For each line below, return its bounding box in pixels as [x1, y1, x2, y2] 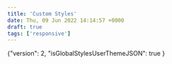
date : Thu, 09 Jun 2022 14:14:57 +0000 [7, 17, 125, 24]
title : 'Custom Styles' [7, 10, 78, 18]
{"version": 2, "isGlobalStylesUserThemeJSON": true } [7, 49, 166, 58]
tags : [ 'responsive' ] [7, 30, 71, 37]
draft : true [7, 23, 42, 30]
